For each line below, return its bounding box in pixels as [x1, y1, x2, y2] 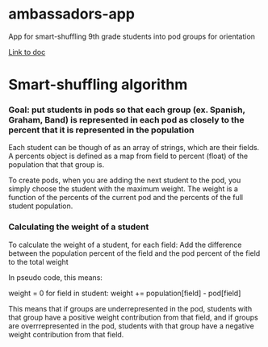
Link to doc [8, 47, 46, 56]
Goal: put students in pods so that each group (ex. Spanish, [8, 104, 245, 115]
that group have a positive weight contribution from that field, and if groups [8, 312, 258, 322]
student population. [8, 201, 73, 211]
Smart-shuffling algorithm [8, 76, 188, 94]
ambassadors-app [8, 5, 136, 23]
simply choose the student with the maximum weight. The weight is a [8, 184, 238, 194]
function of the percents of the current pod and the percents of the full [8, 193, 244, 203]
